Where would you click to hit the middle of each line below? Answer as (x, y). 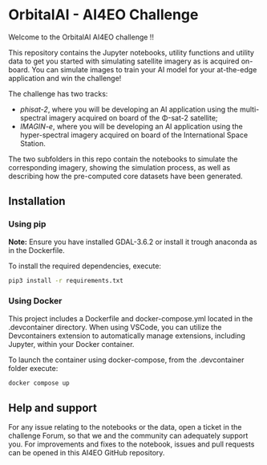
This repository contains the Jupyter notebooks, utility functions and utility (131, 52)
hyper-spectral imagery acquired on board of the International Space (134, 135)
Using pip (27, 224)
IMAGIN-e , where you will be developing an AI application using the (131, 126)
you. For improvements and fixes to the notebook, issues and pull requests (131, 444)
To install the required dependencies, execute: (85, 266)
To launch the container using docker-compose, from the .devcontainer (126, 360)
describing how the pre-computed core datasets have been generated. (125, 176)
